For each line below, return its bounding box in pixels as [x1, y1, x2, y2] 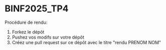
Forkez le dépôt [12, 29, 45, 35]
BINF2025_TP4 [5, 3, 69, 14]
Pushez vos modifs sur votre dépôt [12, 34, 85, 40]
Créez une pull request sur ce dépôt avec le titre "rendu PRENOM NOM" [12, 39, 161, 45]
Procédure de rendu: [5, 19, 48, 25]
